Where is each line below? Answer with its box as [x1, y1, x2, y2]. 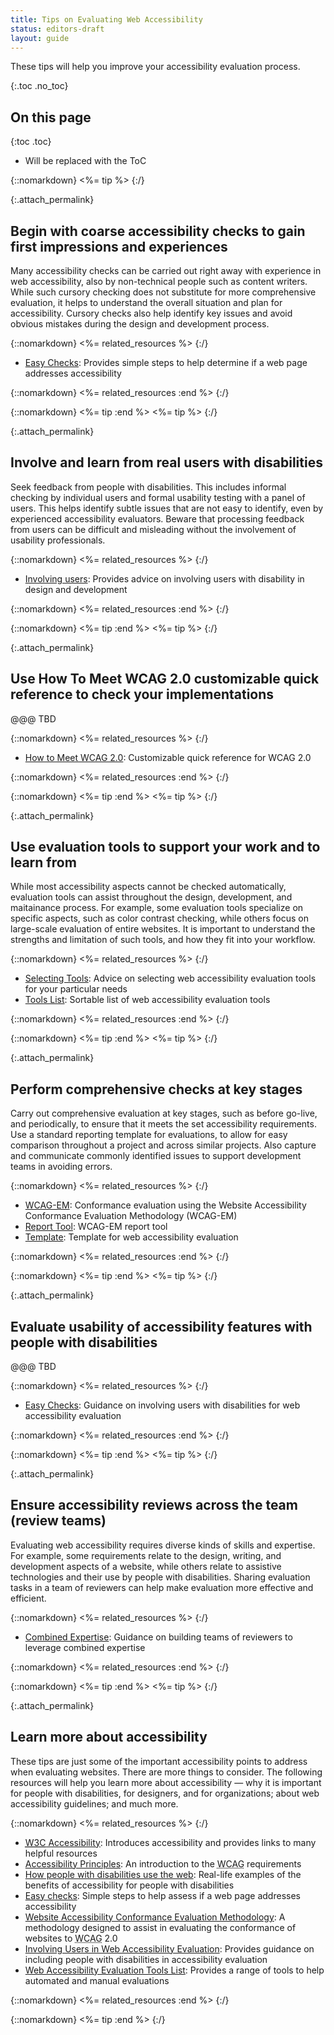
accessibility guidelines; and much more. [10, 1797, 179, 1810]
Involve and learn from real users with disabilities [10, 454, 323, 471]
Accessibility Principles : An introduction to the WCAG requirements [24, 1857, 302, 1870]
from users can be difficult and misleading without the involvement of [10, 523, 297, 535]
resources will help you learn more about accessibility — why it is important [10, 1776, 322, 1788]
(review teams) [10, 1512, 107, 1530]
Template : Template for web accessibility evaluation [24, 1231, 239, 1243]
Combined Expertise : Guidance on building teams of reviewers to [24, 1631, 293, 1643]
